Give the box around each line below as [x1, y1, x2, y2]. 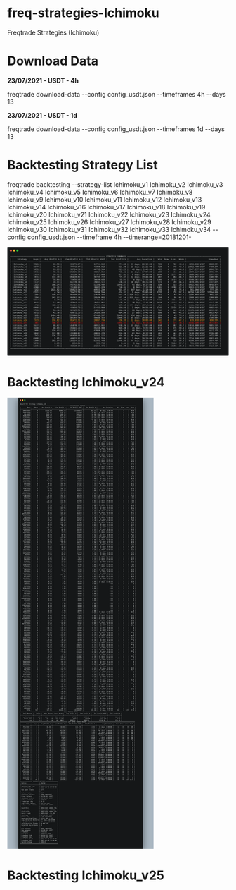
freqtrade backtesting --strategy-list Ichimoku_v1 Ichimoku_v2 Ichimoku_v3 [7, 180, 223, 188]
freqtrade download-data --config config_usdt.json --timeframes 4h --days [7, 90, 226, 98]
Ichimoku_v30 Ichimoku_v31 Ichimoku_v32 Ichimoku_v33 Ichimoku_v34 [7, 225, 211, 233]
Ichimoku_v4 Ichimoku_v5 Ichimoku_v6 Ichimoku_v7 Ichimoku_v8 [7, 188, 193, 196]
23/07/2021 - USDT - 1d [7, 111, 77, 119]
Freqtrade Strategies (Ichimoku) [7, 28, 100, 37]
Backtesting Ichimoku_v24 [7, 374, 165, 390]
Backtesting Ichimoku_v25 [7, 867, 165, 883]
